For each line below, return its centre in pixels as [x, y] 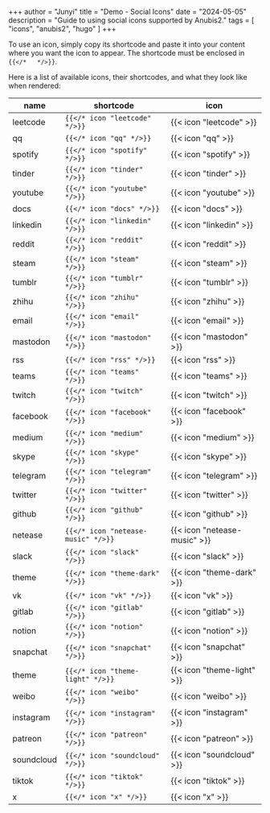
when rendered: [35, 85]
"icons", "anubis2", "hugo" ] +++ [62, 29]
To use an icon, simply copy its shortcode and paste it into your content [127, 44]
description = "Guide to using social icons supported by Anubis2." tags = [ [131, 20]
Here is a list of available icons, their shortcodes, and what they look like [128, 77]
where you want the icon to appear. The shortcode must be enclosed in [127, 53]
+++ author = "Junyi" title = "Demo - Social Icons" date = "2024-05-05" [128, 12]
